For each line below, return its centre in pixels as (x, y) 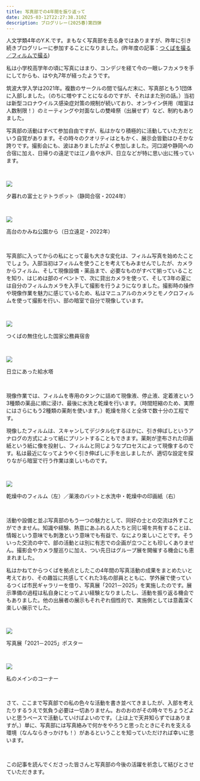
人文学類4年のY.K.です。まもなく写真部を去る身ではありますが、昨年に (93, 41)
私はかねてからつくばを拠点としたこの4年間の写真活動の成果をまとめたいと (99, 570)
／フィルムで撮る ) (28, 56)
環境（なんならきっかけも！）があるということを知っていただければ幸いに (98, 733)
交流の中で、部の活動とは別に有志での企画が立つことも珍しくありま (105, 543)
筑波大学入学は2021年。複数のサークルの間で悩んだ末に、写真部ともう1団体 (99, 88)
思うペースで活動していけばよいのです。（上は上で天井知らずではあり (101, 718)
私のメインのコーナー (32, 679)
